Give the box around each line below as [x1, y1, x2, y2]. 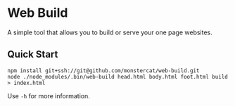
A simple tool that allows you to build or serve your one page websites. [7, 28, 212, 37]
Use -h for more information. [7, 91, 90, 100]
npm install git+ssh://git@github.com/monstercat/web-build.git [7, 67, 200, 74]
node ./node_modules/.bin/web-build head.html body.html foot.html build [7, 73, 229, 80]
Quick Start [7, 48, 58, 60]
